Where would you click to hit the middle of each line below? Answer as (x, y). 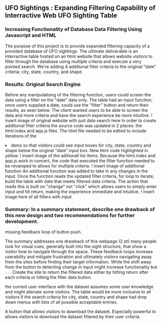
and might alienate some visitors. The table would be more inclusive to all (78, 292)
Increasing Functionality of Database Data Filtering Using (74, 30)
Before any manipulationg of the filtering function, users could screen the (78, 94)
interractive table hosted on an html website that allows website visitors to (79, 56)
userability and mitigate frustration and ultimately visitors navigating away (79, 257)
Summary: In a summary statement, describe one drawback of (80, 209)
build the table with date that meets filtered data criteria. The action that (77, 181)
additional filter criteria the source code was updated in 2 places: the (74, 125)
